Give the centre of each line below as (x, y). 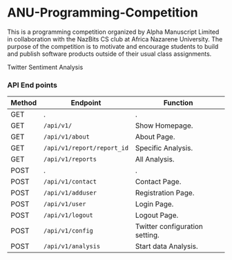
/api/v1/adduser (70, 193)
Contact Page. (158, 182)
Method (24, 103)
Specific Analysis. (164, 148)
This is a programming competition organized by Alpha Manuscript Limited (113, 32)
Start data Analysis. (166, 246)
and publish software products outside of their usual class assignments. (109, 54)
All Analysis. (155, 159)
